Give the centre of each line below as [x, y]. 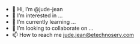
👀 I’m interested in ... [37, 15]
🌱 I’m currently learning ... [44, 22]
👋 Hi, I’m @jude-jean [37, 9]
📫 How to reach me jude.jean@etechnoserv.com [73, 35]
